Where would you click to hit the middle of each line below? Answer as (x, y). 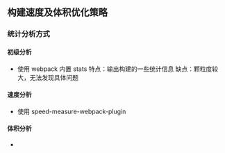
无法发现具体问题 (54, 77)
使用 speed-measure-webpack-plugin (72, 111)
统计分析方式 (29, 34)
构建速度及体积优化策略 (57, 13)
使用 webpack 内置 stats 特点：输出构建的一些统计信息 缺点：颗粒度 (115, 69)
